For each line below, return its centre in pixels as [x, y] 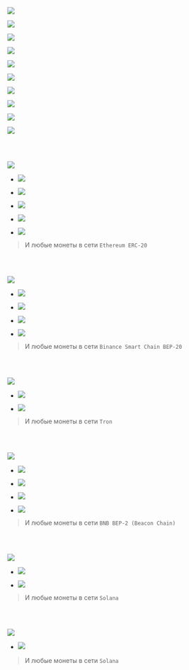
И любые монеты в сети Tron [68, 421]
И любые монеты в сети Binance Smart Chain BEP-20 [103, 346]
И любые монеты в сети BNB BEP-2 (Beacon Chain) [100, 523]
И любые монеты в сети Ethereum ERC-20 [86, 245]
